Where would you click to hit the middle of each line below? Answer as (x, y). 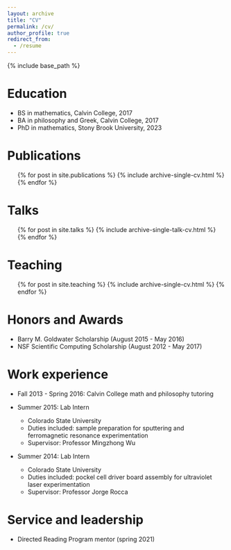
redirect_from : (29, 40)
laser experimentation (59, 484)
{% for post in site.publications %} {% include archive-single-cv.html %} (121, 175)
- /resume (27, 46)
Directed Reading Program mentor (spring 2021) (86, 539)
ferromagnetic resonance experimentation (88, 435)
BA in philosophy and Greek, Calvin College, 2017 (88, 120)
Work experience (58, 374)
